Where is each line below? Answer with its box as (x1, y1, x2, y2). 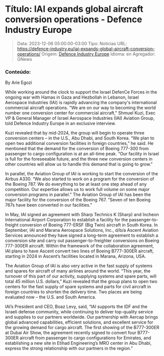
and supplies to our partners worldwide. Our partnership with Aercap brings (5, 314, 158, 320)
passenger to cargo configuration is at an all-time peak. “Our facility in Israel (5, 151, 159, 157)
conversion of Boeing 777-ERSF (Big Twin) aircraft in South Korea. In (19, 222, 158, 228)
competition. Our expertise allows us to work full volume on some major (5, 187, 150, 192)
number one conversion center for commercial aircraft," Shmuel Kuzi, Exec (5, 110, 156, 116)
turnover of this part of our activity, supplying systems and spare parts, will (5, 274, 157, 279)
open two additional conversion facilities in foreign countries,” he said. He (5, 140, 154, 146)
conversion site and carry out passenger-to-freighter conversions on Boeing (5, 238, 160, 244)
